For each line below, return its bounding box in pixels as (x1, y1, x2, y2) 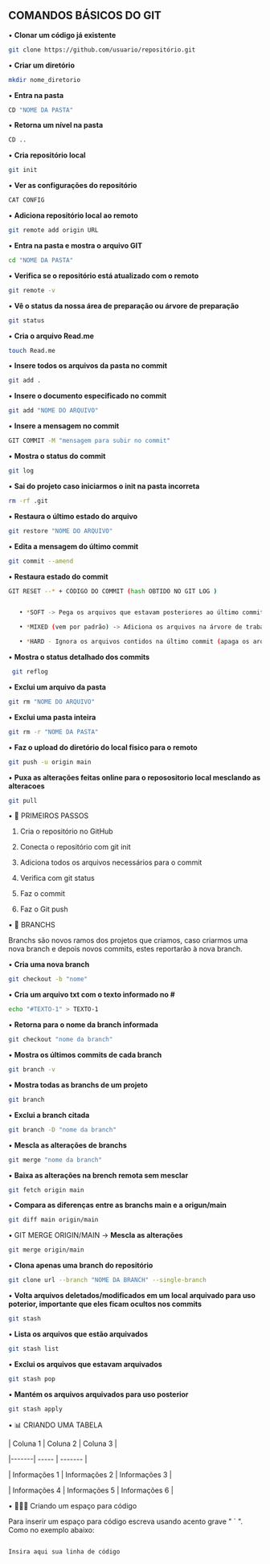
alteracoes (8, 781, 46, 791)
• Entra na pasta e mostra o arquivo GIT (8, 240, 143, 250)
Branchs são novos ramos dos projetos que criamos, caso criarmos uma (8, 936, 248, 945)
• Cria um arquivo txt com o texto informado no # (8, 990, 175, 1000)
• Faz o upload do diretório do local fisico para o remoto (8, 742, 198, 752)
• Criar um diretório (8, 60, 75, 70)
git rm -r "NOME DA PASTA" (8, 727, 99, 736)
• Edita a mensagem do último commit (8, 541, 139, 551)
